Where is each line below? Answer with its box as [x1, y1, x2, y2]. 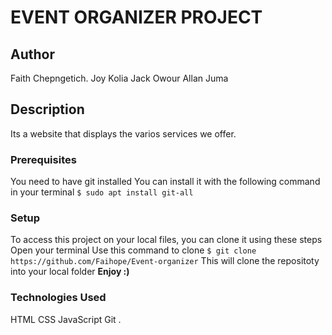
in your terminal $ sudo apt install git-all [10, 186, 194, 198]
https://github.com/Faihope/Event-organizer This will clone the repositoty [10, 255, 320, 267]
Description [10, 101, 85, 118]
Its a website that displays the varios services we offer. [10, 127, 237, 140]
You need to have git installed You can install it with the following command [10, 176, 321, 188]
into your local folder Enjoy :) [10, 266, 130, 278]
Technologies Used [10, 291, 107, 305]
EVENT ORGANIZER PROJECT [10, 6, 263, 29]
